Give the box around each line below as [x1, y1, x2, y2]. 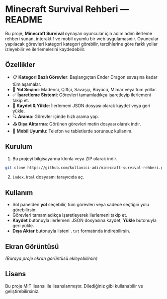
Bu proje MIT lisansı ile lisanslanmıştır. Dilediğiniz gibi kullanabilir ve [5, 283, 143, 289]
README [5, 14, 43, 25]
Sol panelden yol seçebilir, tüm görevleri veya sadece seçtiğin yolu [12, 202, 149, 208]
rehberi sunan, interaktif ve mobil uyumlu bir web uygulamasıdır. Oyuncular [5, 36, 159, 42]
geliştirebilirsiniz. [5, 288, 40, 294]
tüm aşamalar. [12, 81, 41, 87]
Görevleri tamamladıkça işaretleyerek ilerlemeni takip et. [12, 212, 128, 218]
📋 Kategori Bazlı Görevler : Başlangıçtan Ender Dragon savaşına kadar [12, 74, 158, 80]
